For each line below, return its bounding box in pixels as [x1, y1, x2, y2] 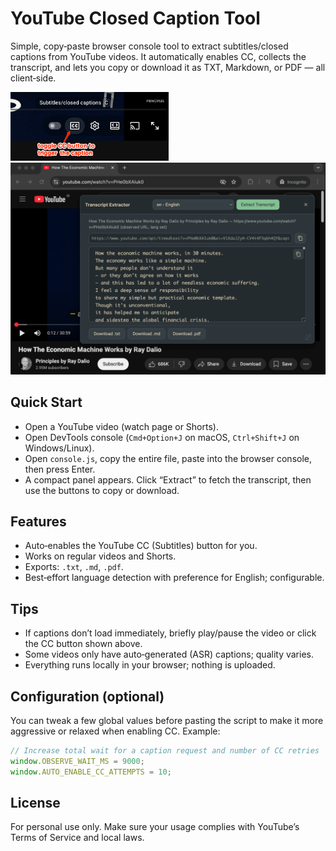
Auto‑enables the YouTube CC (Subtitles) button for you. [24, 540, 258, 552]
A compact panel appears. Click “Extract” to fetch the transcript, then [24, 473, 312, 486]
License [10, 794, 61, 811]
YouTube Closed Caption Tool [10, 7, 261, 30]
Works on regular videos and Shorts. [24, 550, 177, 562]
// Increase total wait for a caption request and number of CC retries [10, 745, 320, 756]
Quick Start [10, 394, 83, 411]
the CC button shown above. [24, 638, 143, 650]
